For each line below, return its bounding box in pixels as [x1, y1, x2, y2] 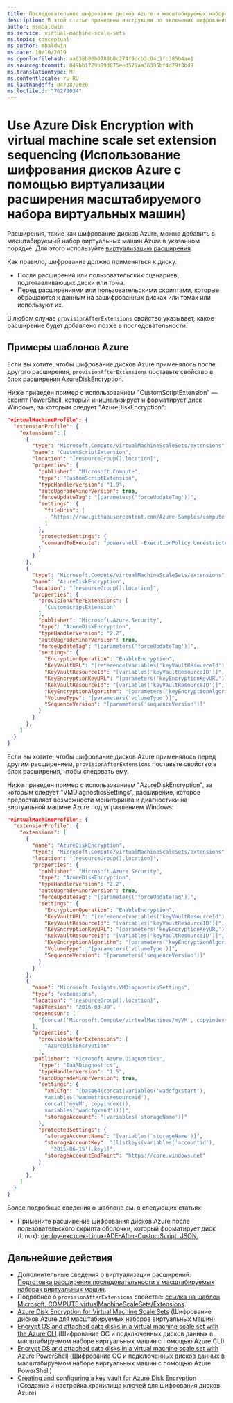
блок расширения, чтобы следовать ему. [7, 767, 130, 775]
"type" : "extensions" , [32, 991, 98, 998]
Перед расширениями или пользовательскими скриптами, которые [17, 286, 220, 294]
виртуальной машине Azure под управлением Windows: [7, 802, 174, 811]
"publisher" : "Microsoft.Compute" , [37, 468, 141, 475]
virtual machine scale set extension [7, 133, 217, 148]
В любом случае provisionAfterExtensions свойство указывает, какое [7, 314, 214, 323]
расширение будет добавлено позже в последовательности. [7, 321, 188, 330]
